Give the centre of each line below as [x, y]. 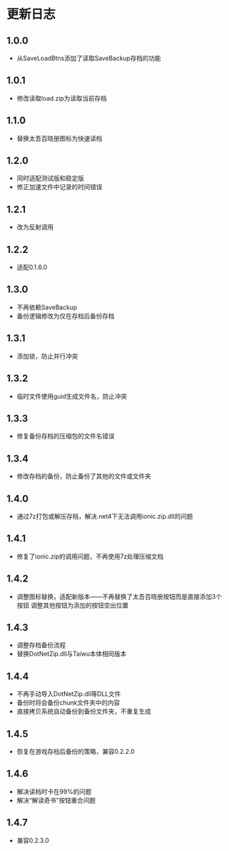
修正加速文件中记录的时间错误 [59, 187]
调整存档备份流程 [41, 645]
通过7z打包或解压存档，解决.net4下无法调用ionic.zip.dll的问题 [104, 516]
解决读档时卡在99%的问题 [54, 791]
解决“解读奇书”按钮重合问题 [56, 800]
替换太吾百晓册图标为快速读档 [59, 138]
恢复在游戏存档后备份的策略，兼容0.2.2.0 [76, 752]
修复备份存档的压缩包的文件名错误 [65, 436]
